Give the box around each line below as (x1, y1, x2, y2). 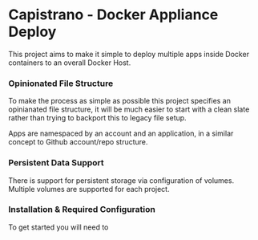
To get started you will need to (8, 222, 109, 232)
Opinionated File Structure (8, 78, 114, 89)
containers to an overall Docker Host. (8, 58, 131, 67)
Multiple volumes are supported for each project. (8, 184, 170, 193)
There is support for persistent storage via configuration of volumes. (8, 175, 235, 185)
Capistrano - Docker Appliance (8, 6, 219, 24)
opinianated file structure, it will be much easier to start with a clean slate (8, 104, 250, 114)
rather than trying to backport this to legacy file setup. (8, 113, 187, 123)
